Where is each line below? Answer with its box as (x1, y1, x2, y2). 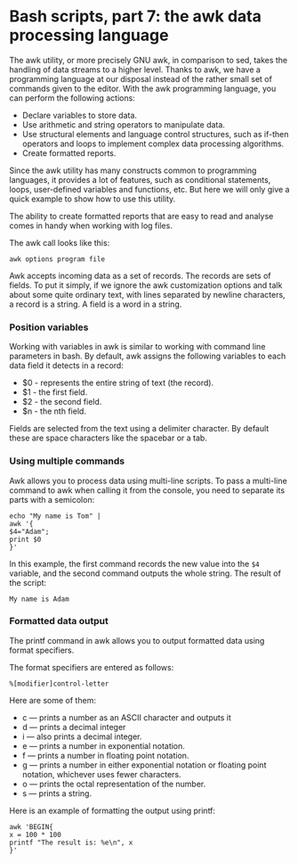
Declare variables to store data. (21, 110, 138, 120)
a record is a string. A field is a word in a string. (9, 299, 182, 309)
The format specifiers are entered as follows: (9, 662, 174, 672)
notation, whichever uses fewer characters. (21, 768, 181, 779)
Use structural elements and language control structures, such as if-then (21, 128, 289, 139)
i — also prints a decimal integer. (21, 731, 142, 742)
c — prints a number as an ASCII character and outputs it (21, 711, 231, 723)
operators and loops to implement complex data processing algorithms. (21, 138, 285, 149)
